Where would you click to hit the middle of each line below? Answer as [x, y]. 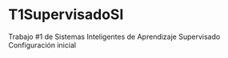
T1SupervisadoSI [66, 15]
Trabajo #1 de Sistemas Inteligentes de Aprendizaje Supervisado [114, 37]
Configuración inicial [42, 44]
